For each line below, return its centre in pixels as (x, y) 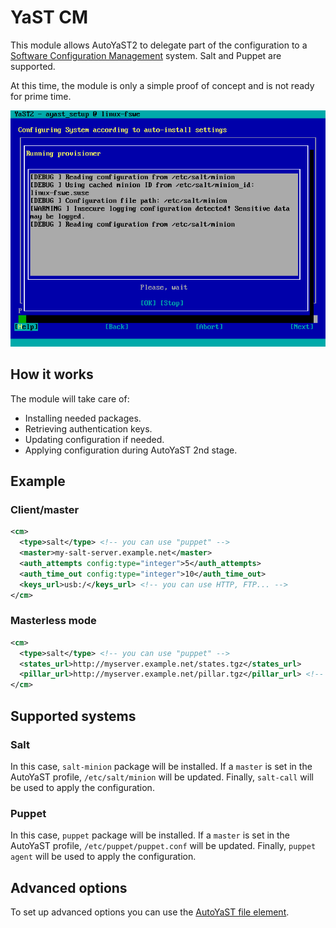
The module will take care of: (70, 398)
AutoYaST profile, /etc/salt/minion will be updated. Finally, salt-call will (162, 777)
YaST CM (49, 17)
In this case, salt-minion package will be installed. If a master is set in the (161, 766)
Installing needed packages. (83, 418)
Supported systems (73, 716)
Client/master (45, 510)
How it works (52, 374)
